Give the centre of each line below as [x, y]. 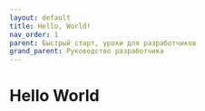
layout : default [40, 18]
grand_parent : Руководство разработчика [87, 51]
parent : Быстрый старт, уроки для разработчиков [103, 43]
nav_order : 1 [34, 34]
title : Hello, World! [50, 26]
